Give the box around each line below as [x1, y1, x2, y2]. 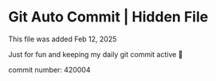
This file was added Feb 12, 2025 [8, 34, 117, 44]
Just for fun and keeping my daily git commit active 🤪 [8, 49, 183, 59]
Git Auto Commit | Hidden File [8, 8, 209, 26]
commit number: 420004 [8, 64, 91, 75]
